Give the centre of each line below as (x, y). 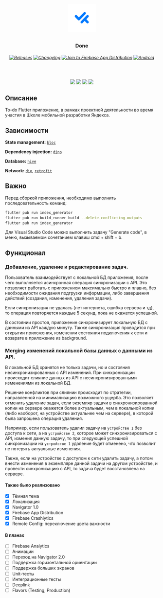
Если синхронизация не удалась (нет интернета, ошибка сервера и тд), (80, 308)
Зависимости (27, 130)
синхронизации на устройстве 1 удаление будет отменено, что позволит (80, 444)
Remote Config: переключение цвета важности (61, 524)
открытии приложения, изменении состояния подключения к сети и (76, 333)
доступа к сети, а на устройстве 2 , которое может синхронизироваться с (81, 433)
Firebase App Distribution (38, 512)
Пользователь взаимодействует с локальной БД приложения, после (77, 277)
